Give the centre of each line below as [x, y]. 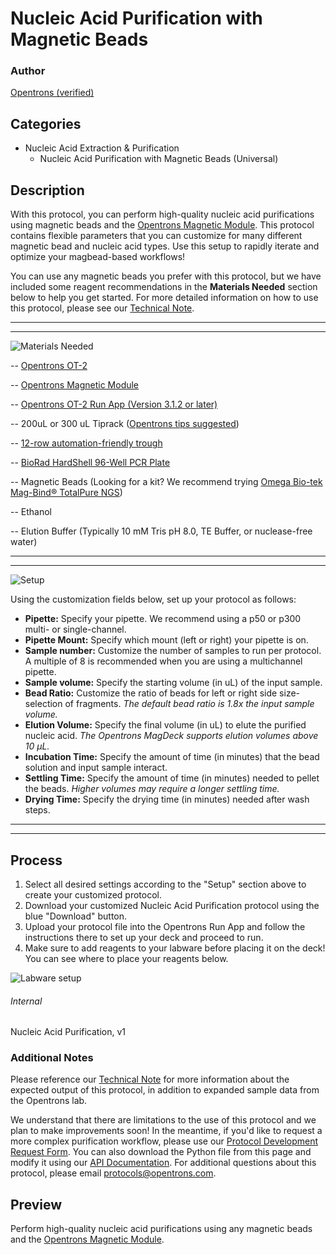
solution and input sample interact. [96, 768]
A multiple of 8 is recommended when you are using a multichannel [163, 661]
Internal [26, 1001]
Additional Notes [52, 1058]
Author [28, 71]
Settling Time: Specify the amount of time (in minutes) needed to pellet [172, 778]
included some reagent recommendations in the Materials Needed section [164, 287]
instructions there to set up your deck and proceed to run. [144, 937]
